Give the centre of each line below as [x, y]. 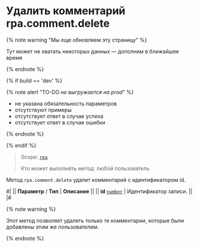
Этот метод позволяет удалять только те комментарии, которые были [95, 220]
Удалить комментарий [66, 11]
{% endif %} [21, 145]
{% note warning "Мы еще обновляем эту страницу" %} [76, 40]
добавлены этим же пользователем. [52, 227]
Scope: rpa [34, 157]
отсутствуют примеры [43, 110]
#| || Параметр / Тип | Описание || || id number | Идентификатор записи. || [99, 191]
